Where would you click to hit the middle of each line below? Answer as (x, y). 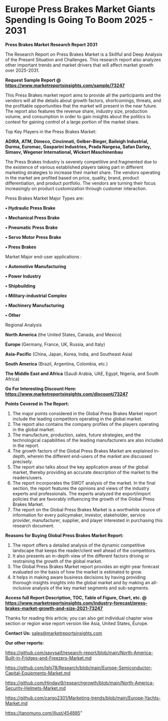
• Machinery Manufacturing (35, 305)
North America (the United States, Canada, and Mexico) (63, 334)
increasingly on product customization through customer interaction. (76, 188)
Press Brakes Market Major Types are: (45, 198)
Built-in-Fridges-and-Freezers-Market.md (48, 658)
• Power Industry (23, 276)
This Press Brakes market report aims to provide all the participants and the (83, 95)
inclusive (22, 588)
